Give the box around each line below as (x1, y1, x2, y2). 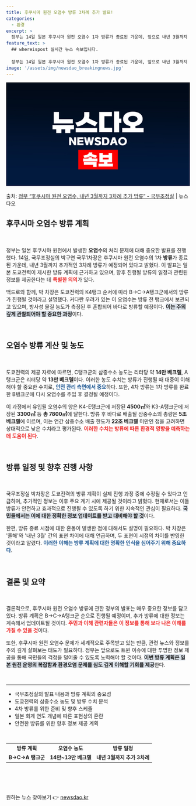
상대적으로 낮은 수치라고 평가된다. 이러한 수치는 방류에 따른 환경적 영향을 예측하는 (6, 425, 190, 432)
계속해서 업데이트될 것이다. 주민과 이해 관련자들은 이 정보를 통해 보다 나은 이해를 (6, 620, 187, 627)
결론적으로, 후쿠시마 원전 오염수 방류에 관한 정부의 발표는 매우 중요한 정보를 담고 (6, 605, 188, 612)
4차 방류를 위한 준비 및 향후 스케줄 (14, 705, 93, 712)
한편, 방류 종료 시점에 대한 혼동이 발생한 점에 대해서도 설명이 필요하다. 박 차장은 (6, 525, 187, 532)
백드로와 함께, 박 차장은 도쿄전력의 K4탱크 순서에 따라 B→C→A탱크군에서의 (6, 288, 178, 295)
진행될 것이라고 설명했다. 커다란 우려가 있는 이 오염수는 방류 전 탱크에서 (12, 296, 174, 303)
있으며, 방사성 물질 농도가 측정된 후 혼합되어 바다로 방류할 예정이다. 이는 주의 (12, 303, 186, 310)
